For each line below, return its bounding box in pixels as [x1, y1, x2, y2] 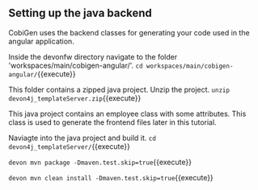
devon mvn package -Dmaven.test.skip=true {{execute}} [8, 157, 192, 167]
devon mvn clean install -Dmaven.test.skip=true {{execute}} [8, 172, 214, 182]
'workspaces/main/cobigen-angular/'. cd [8, 60, 143, 70]
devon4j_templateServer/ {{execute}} [8, 141, 131, 151]
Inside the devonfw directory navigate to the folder [8, 52, 178, 61]
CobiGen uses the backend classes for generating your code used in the [8, 27, 250, 37]
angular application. [8, 36, 74, 46]
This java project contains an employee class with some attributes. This [8, 109, 247, 118]
